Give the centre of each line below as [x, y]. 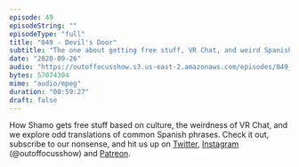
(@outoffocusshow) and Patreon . [70, 154]
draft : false [33, 100]
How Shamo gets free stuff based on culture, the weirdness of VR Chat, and [149, 125]
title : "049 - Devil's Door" [63, 42]
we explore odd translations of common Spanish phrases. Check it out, [139, 135]
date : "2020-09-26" [45, 59]
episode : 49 [31, 17]
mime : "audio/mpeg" [45, 83]
